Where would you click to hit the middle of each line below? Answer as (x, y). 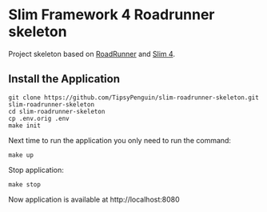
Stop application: (36, 170)
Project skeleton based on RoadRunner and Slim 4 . (92, 54)
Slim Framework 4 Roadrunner (112, 15)
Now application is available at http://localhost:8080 (94, 199)
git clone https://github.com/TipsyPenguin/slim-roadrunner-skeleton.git (134, 98)
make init (25, 126)
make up (21, 155)
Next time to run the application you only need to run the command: (120, 140)
